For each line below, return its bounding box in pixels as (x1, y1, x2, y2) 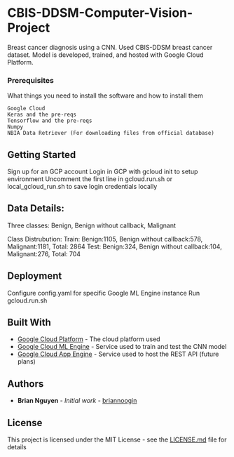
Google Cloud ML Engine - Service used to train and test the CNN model (17, 343, 227, 351)
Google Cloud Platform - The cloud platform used (17, 335, 160, 343)
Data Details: (7, 202, 65, 215)
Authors (7, 378, 44, 390)
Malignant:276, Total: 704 (7, 249, 81, 258)
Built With (7, 317, 51, 329)
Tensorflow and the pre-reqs (7, 117, 92, 124)
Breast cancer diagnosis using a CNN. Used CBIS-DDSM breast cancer (7, 43, 213, 51)
